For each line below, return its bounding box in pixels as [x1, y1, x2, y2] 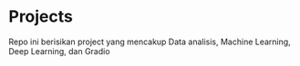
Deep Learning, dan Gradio [8, 45, 110, 56]
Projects [8, 6, 74, 27]
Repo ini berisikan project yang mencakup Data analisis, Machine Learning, [8, 36, 291, 47]
